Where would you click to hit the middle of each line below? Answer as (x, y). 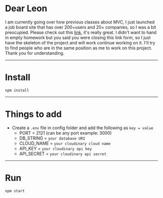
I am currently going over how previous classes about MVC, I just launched (80, 22)
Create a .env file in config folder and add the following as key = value (83, 128)
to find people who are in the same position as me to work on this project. (79, 48)
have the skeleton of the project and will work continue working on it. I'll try (80, 42)
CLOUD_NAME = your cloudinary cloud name (65, 143)
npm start (15, 191)
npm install (17, 90)
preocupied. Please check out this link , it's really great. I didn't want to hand (81, 32)
